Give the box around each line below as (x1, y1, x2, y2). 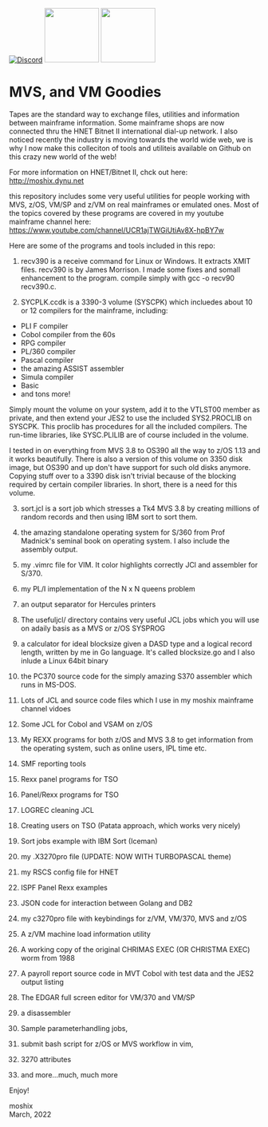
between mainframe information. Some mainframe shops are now (9, 117, 225, 127)
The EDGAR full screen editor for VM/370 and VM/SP (20, 992, 195, 1002)
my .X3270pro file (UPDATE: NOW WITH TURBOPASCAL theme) (20, 851, 232, 861)
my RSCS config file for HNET (20, 867, 119, 877)
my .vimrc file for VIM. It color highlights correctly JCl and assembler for (20, 560, 258, 569)
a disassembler (20, 1008, 71, 1017)
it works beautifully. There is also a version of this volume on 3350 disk (9, 454, 243, 464)
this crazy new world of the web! (9, 152, 117, 161)
